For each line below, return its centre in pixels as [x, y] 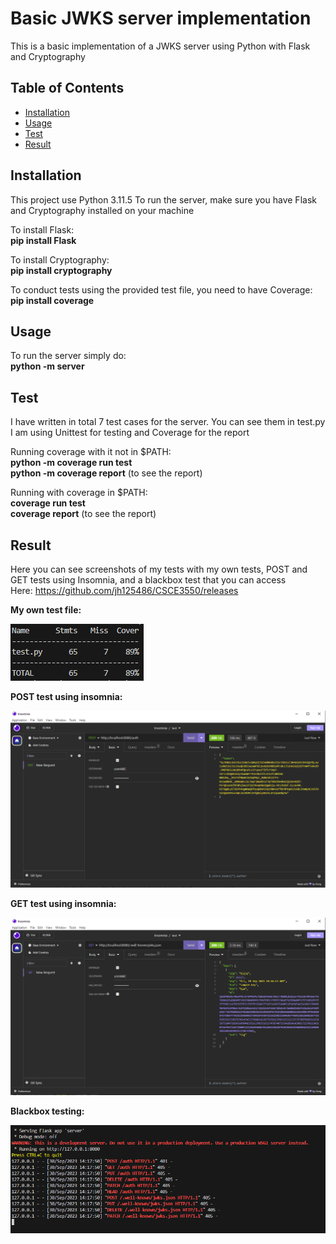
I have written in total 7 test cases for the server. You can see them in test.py [168, 422]
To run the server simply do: [68, 356]
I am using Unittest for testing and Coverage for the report [130, 433]
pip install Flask [43, 240]
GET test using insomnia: [63, 903]
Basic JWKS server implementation [161, 18]
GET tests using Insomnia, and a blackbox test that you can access [148, 580]
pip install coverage [52, 300]
